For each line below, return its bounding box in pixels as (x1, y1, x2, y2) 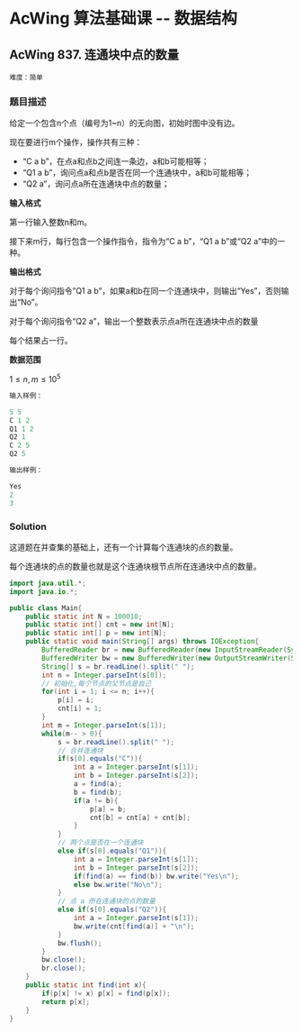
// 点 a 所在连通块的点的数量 (57, 897, 155, 906)
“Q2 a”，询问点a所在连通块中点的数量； (22, 178, 170, 189)
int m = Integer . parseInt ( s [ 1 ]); (41, 720, 167, 730)
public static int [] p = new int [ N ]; (25, 628, 167, 638)
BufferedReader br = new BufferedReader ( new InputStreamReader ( (41, 645, 288, 654)
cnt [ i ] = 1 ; (57, 704, 102, 713)
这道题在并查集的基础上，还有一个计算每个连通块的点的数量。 (9, 542, 238, 553)
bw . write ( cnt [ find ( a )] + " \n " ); (73, 921, 195, 931)
